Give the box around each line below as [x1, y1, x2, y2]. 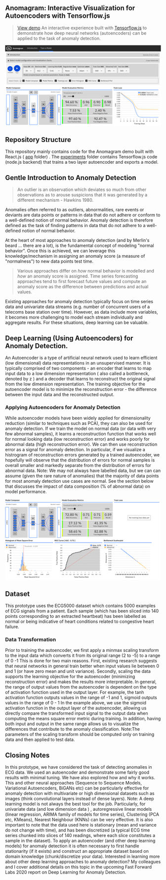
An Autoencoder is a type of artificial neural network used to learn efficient [5, 355, 158, 361]
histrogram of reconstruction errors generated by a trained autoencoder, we [5, 452, 160, 458]
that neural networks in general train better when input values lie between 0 [5, 663, 160, 669]
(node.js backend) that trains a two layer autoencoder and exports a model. [5, 159, 159, 165]
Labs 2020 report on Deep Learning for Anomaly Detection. [5, 869, 126, 875]
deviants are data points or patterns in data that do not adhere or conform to [5, 212, 161, 218]
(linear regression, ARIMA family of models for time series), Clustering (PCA [5, 811, 160, 818]
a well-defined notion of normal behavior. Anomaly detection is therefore [5, 217, 153, 223]
